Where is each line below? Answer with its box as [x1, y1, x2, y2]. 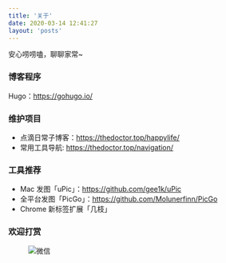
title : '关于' [8, 11, 54, 20]
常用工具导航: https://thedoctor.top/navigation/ [19, 142, 174, 152]
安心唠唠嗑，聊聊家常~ [8, 50, 84, 59]
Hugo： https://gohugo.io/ [8, 91, 93, 101]
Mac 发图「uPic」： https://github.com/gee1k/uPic [19, 185, 182, 194]
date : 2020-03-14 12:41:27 [8, 19, 98, 27]
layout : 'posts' [8, 26, 62, 34]
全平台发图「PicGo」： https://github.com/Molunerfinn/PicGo [19, 194, 218, 204]
